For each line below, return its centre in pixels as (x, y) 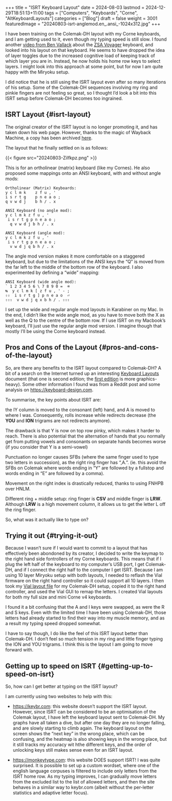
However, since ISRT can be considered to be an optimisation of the (84, 712)
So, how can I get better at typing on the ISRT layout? (61, 686)
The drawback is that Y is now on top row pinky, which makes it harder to (83, 430)
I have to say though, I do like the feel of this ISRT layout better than (77, 633)
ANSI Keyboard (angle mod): (35, 233)
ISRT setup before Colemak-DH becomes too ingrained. (64, 98)
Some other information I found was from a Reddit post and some (91, 384)
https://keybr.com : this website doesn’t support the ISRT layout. (80, 706)
